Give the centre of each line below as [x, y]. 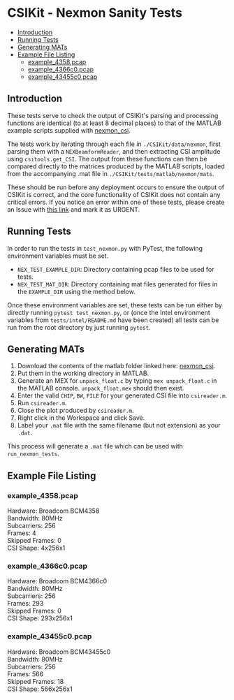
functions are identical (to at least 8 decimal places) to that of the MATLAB [115, 123]
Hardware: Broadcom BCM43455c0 [59, 652]
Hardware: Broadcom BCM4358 [53, 511]
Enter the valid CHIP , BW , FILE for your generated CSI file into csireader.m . [122, 395]
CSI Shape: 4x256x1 [36, 548]
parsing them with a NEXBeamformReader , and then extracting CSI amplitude [114, 151]
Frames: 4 [22, 533]
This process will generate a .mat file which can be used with [95, 446]
